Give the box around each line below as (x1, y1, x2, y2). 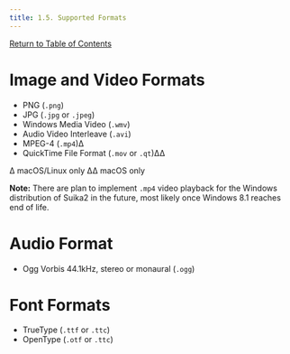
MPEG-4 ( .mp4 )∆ (22, 137, 85, 149)
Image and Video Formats (9, 70, 205, 90)
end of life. (9, 201, 50, 212)
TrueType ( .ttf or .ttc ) (22, 324, 111, 335)
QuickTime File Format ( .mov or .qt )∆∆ (22, 147, 166, 158)
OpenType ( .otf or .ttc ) (22, 334, 114, 345)
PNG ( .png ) (22, 99, 65, 110)
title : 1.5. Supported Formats (9, 13, 127, 23)
